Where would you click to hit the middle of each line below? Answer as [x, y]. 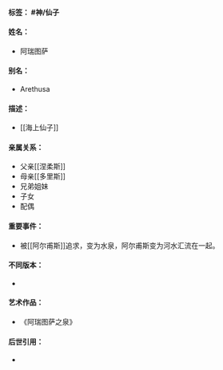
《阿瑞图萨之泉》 [48, 322]
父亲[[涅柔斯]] [43, 167]
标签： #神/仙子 [34, 12]
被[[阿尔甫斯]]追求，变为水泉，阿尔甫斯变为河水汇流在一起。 [119, 245]
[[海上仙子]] [39, 128]
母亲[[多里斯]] [43, 176]
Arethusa [35, 89]
